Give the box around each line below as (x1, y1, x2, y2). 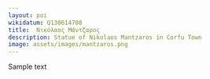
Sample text (8, 62, 47, 71)
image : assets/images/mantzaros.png (8, 41, 128, 48)
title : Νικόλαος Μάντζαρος (8, 26, 101, 34)
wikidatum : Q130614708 (8, 19, 83, 27)
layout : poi (8, 11, 47, 20)
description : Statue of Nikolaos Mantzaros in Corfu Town (8, 33, 202, 41)
